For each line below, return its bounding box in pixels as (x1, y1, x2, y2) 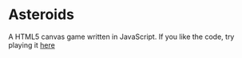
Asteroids (8, 6, 74, 24)
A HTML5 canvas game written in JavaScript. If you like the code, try (8, 32, 235, 41)
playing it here (8, 40, 56, 49)
